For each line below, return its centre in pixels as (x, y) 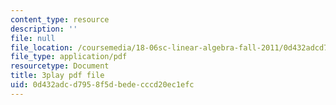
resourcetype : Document (60, 66)
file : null (33, 38)
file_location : (42, 47)
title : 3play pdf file (57, 76)
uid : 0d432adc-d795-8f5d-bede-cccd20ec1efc (102, 85)
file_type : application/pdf (69, 57)
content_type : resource (60, 19)
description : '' (44, 29)
